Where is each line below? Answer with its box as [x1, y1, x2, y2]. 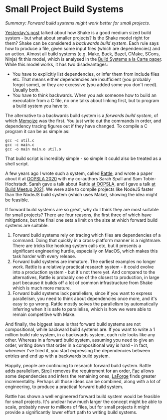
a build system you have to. [12, 103, 69, 109]
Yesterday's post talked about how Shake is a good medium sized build [5, 29, 152, 35]
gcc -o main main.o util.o [5, 146, 61, 151]
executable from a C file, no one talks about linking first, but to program [12, 97, 160, 103]
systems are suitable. [5, 222, 49, 228]
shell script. [5, 160, 29, 166]
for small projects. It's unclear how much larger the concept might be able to [5, 399, 163, 405]
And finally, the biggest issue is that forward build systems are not [5, 321, 141, 327]
